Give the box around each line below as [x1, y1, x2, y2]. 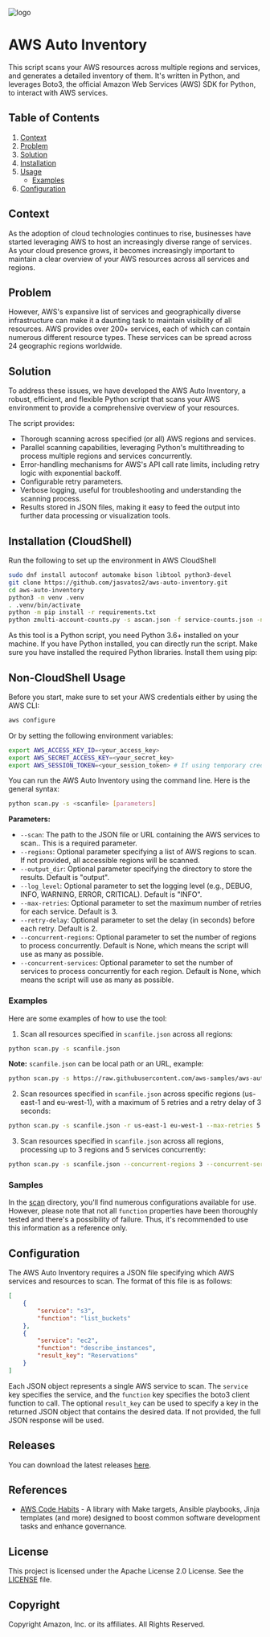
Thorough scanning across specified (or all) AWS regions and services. [19, 434, 256, 444]
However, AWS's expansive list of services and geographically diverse [8, 307, 241, 317]
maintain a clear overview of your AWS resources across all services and [8, 254, 250, 264]
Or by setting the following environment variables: [8, 731, 174, 740]
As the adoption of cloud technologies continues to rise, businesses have [8, 228, 252, 238]
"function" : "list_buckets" [37, 1314, 131, 1322]
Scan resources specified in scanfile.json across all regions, [19, 1136, 224, 1146]
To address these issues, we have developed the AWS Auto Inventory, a [8, 386, 247, 395]
